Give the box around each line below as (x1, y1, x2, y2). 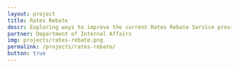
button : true (7, 50, 46, 57)
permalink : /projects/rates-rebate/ (7, 43, 116, 50)
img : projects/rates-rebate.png (7, 37, 103, 44)
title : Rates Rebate (7, 17, 69, 24)
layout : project (7, 10, 55, 18)
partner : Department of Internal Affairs (7, 30, 132, 38)
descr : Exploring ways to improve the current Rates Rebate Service (7, 23, 215, 30)
